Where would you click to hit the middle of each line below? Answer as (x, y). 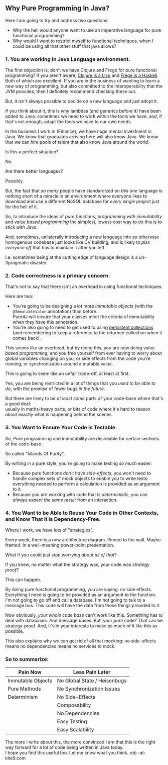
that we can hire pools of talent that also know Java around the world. (77, 142)
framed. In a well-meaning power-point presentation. (60, 545)
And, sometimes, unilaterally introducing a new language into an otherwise (82, 237)
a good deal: (18, 404)
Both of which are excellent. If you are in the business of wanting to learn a (82, 81)
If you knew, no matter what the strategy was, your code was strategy (77, 564)
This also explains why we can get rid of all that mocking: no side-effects (81, 641)
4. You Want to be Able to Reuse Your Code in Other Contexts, (82, 513)
